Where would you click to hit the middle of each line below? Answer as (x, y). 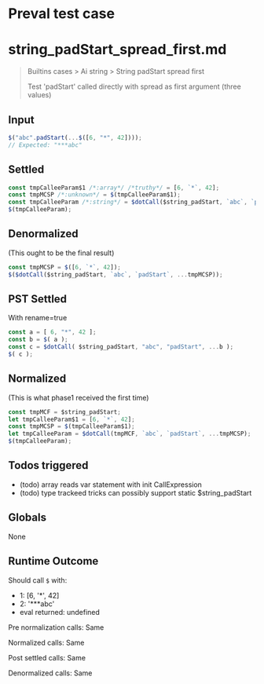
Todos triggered (48, 465)
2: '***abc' (37, 604)
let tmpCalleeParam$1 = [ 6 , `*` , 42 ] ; (71, 419)
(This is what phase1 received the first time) (79, 397)
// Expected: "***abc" (45, 145)
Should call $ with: (38, 580)
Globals (27, 518)
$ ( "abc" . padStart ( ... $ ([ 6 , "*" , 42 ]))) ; (75, 137)
